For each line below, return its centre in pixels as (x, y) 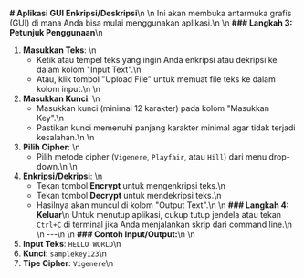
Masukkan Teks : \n (59, 50)
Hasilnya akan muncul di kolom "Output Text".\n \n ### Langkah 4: (162, 205)
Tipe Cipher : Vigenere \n (68, 263)
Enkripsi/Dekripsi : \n (63, 176)
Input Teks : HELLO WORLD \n (72, 244)
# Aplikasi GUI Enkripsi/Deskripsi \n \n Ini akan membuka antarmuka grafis (151, 13)
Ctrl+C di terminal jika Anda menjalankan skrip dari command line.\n (164, 224)
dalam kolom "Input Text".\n (89, 69)
